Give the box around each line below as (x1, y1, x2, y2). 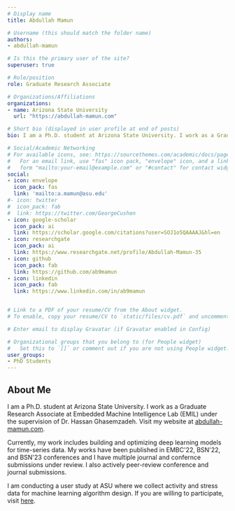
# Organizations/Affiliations (7, 93, 96, 100)
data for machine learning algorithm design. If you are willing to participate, (7, 489, 224, 497)
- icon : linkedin (7, 274, 58, 282)
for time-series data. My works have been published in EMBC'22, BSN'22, (7, 445, 221, 454)
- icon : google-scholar (7, 216, 77, 223)
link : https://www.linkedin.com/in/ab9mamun (13, 288, 145, 295)
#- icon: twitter (7, 197, 58, 204)
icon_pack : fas (13, 183, 58, 191)
